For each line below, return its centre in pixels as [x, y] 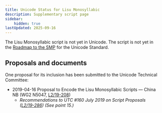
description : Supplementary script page [47, 14]
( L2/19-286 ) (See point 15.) [47, 105]
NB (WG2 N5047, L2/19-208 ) [41, 95]
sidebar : [14, 19]
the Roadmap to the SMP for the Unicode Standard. [57, 47]
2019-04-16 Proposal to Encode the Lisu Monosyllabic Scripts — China [84, 89]
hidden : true [27, 23]
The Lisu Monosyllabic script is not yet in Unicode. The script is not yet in [79, 42]
